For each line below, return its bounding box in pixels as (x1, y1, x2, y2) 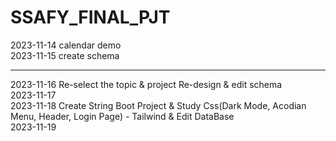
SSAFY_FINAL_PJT (10, 6, 171, 29)
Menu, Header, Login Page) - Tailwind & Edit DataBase (10, 110, 235, 122)
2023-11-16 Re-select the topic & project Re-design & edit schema (10, 78, 283, 90)
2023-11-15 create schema (10, 49, 120, 61)
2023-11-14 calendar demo (10, 39, 122, 51)
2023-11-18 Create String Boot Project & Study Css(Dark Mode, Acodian (10, 99, 307, 111)
